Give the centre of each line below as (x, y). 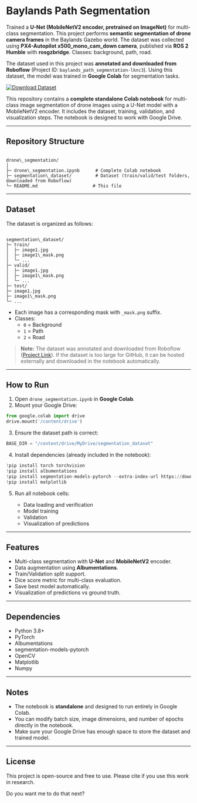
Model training (41, 511)
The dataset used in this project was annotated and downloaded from (91, 63)
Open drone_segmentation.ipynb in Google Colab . (74, 399)
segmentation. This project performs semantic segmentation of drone (105, 33)
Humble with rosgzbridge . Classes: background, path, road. (79, 52)
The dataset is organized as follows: (50, 223)
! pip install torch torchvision (45, 466)
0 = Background (43, 324)
